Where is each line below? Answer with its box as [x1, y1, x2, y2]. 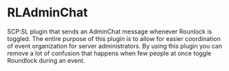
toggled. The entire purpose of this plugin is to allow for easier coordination [7, 34, 221, 42]
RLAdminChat [7, 5, 88, 20]
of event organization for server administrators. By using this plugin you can [7, 42, 222, 50]
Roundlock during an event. [7, 56, 85, 64]
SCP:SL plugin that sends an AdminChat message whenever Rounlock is [7, 27, 212, 35]
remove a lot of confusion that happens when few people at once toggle [7, 49, 212, 57]
